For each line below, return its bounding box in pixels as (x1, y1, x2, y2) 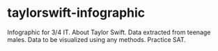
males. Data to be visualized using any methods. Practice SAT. (7, 35, 187, 43)
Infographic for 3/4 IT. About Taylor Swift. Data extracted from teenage (7, 28, 211, 36)
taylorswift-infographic (7, 5, 146, 21)
